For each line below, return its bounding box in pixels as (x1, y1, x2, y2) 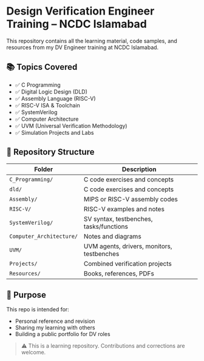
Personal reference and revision (15, 317, 95, 325)
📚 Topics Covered (6, 62, 78, 72)
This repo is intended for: (6, 306, 70, 313)
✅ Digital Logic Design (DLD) (15, 88, 88, 95)
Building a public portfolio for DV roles (15, 331, 110, 338)
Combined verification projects (84, 259, 172, 268)
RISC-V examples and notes (84, 204, 165, 213)
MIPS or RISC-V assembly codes (84, 195, 178, 203)
